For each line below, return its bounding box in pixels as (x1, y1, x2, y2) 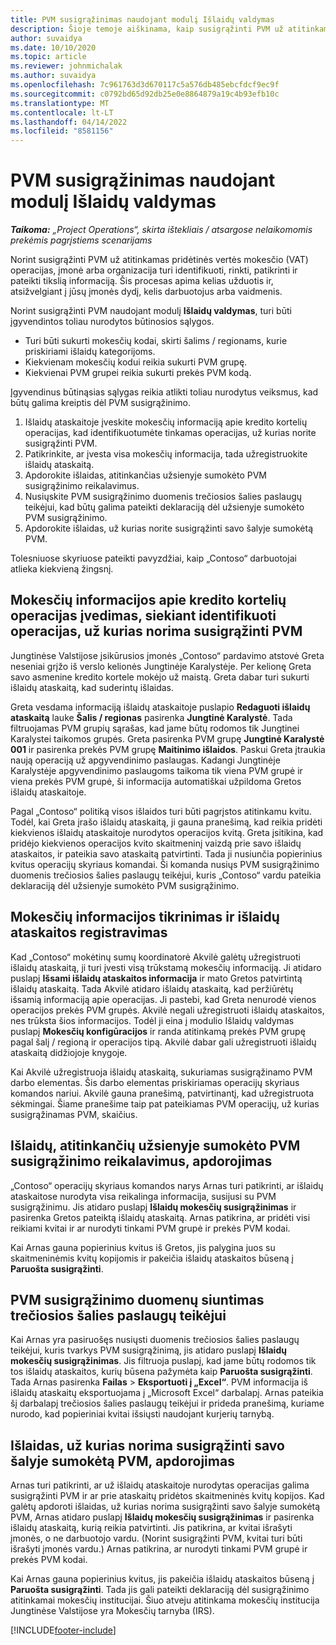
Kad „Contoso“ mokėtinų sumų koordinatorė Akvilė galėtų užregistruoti (10, 951, 301, 963)
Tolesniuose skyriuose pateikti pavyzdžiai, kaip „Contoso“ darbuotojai (10, 552, 297, 565)
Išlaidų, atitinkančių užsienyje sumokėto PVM (10, 1137, 301, 1155)
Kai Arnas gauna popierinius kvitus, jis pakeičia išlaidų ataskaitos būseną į (10, 1573, 315, 1585)
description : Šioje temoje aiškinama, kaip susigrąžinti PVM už (10, 24, 284, 34)
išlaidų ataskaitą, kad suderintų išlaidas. (10, 681, 174, 693)
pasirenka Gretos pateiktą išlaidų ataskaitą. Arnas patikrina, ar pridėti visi (10, 1211, 311, 1223)
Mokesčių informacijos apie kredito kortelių (10, 592, 287, 609)
